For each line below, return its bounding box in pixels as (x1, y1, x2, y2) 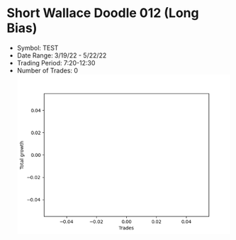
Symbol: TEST (16, 43, 59, 52)
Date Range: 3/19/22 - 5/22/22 (16, 51, 107, 60)
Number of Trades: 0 (16, 66, 79, 75)
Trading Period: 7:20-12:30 (16, 58, 96, 67)
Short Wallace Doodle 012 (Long (6, 5, 199, 21)
